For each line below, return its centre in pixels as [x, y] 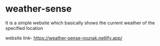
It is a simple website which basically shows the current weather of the [80, 23]
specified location [24, 28]
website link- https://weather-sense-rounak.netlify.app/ [64, 38]
